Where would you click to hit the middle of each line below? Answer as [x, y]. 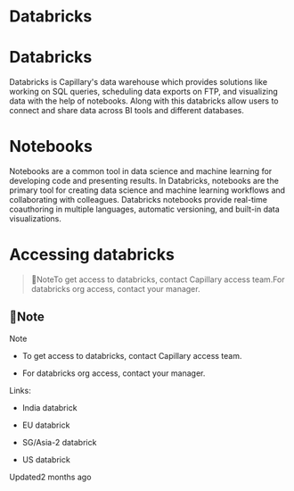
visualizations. [36, 219]
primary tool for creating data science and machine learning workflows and [147, 190]
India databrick [49, 407]
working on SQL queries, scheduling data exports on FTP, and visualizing [143, 92]
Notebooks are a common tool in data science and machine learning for [141, 171]
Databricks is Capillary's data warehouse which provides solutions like [139, 82]
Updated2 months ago [50, 477]
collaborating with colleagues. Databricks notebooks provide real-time [138, 200]
